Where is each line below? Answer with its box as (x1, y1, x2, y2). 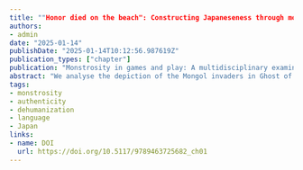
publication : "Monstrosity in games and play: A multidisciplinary (9, 64, 269, 73)
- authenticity (9, 96, 67, 106)
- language (9, 113, 50, 122)
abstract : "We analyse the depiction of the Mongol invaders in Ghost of (9, 72, 293, 81)
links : (9, 130, 34, 139)
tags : (9, 80, 30, 89)
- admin (9, 30, 39, 39)
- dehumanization (9, 105, 75, 114)
